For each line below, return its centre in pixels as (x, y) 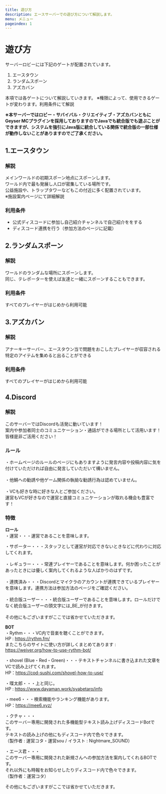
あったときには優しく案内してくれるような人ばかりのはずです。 (70, 570)
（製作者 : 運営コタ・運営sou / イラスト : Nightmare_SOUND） (69, 741)
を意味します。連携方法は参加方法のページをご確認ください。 (68, 588)
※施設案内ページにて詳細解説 (35, 196)
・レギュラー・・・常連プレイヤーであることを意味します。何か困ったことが (83, 564)
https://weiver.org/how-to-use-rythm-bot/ (48, 650)
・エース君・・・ (23, 751)
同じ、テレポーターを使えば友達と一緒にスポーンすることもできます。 (76, 279)
